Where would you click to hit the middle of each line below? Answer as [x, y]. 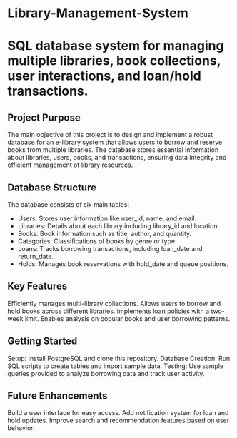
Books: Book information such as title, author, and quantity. [105, 234]
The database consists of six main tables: [69, 204]
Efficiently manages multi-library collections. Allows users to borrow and [114, 303]
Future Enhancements [58, 396]
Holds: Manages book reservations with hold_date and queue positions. [123, 264]
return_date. [36, 256]
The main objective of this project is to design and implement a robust [110, 135]
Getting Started [42, 341]
